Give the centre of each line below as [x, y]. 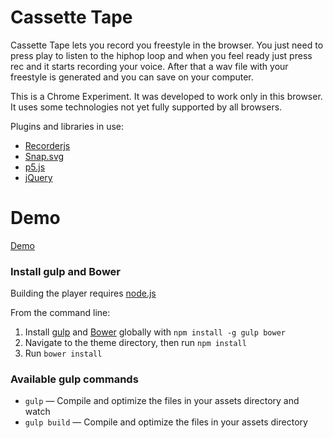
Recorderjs [47, 145]
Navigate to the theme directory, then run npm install [135, 343]
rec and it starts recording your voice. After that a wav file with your [149, 66]
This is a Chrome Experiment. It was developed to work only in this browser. [166, 96]
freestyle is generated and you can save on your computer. [132, 77]
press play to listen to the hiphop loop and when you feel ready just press [161, 55]
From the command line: [60, 313]
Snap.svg [44, 156]
